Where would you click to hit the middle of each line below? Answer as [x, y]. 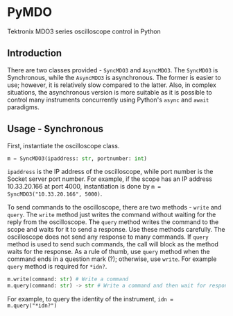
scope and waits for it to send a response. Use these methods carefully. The [116, 230]
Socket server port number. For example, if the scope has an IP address [110, 179]
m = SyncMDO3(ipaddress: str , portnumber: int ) [77, 158]
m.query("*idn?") [32, 306]
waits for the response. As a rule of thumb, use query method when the [109, 252]
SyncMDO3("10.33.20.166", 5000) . [55, 194]
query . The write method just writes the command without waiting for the [112, 215]
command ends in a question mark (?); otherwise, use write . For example [112, 259]
